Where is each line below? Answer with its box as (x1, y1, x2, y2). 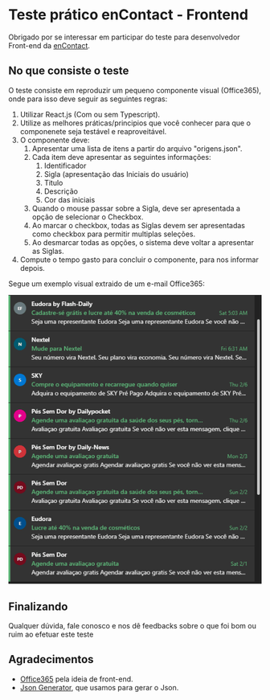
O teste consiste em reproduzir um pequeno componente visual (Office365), (8, 85, 262, 95)
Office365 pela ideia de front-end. (19, 673, 134, 684)
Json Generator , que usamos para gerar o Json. (19, 682, 179, 692)
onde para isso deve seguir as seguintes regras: (8, 94, 168, 104)
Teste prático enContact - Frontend (8, 6, 249, 24)
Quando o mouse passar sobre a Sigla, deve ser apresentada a (31, 203, 241, 213)
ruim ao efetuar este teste (8, 629, 94, 639)
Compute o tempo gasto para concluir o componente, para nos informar (19, 255, 259, 264)
